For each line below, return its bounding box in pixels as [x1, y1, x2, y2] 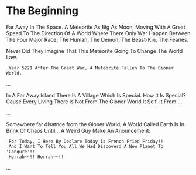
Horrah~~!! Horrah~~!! [8, 154, 64, 160]
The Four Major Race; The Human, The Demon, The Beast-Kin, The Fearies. [6, 36, 189, 43]
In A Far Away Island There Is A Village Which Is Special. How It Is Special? [6, 92, 186, 99]
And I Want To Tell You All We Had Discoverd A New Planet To [8, 143, 164, 149]
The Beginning [6, 4, 79, 18]
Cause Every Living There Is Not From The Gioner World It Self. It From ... [6, 98, 183, 105]
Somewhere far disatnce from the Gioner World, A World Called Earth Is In [6, 120, 185, 127]
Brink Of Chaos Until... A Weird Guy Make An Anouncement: [6, 127, 151, 134]
